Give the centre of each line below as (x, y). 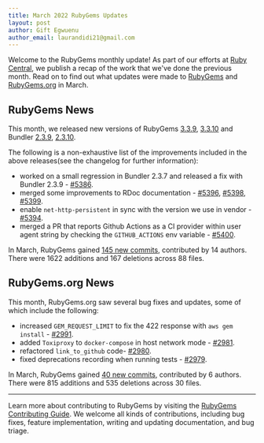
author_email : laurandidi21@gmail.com (71, 37)
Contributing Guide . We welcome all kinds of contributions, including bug (126, 414)
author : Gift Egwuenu (44, 30)
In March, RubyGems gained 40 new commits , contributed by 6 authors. (125, 374)
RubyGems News (51, 110)
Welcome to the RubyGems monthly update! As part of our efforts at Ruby (128, 60)
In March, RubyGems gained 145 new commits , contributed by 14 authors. (128, 250)
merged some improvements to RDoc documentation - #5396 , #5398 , (132, 193)
